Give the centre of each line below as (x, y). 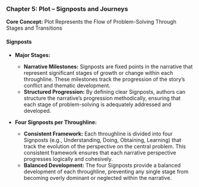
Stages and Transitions (34, 28)
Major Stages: (32, 55)
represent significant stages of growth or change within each (98, 72)
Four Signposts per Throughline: (56, 122)
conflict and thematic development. (67, 85)
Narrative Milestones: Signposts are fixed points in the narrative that (108, 66)
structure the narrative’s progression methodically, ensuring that (102, 98)
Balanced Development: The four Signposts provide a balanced (102, 165)
